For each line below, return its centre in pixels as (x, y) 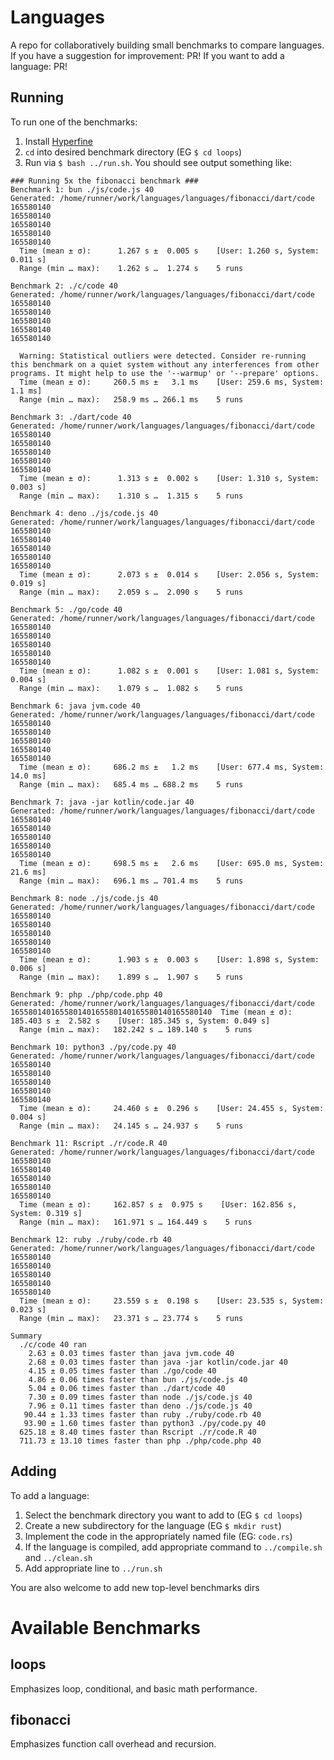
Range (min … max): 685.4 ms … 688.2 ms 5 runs (131, 784)
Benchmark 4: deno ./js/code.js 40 (84, 513)
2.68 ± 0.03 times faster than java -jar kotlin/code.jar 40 (158, 1362)
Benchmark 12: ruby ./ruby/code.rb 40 (91, 1239)
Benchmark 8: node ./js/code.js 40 (84, 898)
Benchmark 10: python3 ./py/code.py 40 (93, 1047)
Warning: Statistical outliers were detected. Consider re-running (163, 356)
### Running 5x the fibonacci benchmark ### (104, 181)
